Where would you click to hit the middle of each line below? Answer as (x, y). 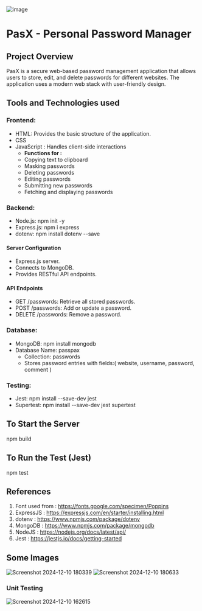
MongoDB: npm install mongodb (55, 343)
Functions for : (43, 153)
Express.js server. (37, 261)
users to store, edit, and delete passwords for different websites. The (93, 77)
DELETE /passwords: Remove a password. (68, 315)
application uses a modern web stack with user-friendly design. (86, 84)
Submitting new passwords (58, 185)
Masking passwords (49, 166)
